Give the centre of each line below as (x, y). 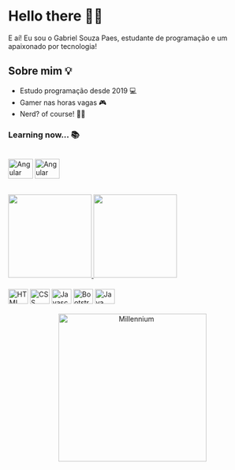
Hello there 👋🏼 (56, 16)
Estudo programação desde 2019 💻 (78, 91)
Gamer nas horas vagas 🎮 (63, 103)
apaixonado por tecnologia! (52, 46)
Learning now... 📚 (44, 135)
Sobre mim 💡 (40, 71)
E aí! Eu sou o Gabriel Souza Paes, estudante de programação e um (118, 38)
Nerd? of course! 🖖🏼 (52, 114)
